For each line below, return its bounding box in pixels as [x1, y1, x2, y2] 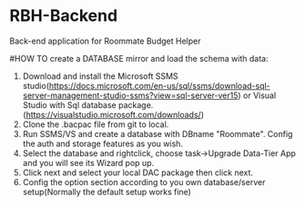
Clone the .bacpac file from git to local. [22, 119, 169, 130]
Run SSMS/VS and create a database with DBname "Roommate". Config [22, 128, 293, 139]
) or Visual [238, 90, 277, 101]
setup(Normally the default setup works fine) [22, 186, 191, 197]
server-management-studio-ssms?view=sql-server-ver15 [22, 90, 239, 101]
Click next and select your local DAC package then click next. [22, 167, 253, 178]
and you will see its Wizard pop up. [22, 157, 155, 168]
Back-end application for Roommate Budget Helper [9, 35, 201, 46]
